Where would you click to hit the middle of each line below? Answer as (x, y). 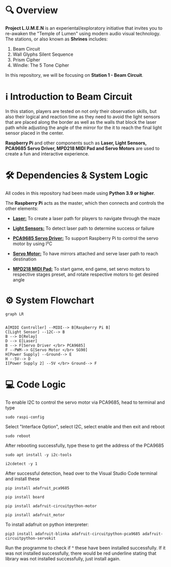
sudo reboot (18, 436)
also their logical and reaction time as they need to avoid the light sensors (83, 117)
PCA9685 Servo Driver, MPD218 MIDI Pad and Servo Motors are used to (82, 148)
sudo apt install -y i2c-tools (39, 455)
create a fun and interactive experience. (47, 154)
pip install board (25, 497)
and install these (22, 478)
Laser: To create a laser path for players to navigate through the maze (86, 218)
